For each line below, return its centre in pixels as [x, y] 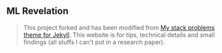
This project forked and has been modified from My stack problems [119, 27]
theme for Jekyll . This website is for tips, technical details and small [119, 35]
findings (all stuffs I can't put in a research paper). [94, 42]
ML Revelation [38, 11]
